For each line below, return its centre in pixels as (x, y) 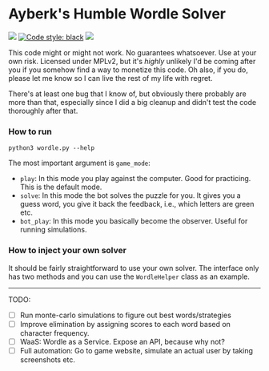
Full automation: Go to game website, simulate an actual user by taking (137, 350)
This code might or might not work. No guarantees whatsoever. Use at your (132, 52)
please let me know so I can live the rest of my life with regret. (110, 78)
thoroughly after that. (43, 111)
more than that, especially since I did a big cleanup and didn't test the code (132, 102)
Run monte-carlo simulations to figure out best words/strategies (126, 315)
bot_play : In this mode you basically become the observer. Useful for (134, 221)
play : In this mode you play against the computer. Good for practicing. (135, 179)
